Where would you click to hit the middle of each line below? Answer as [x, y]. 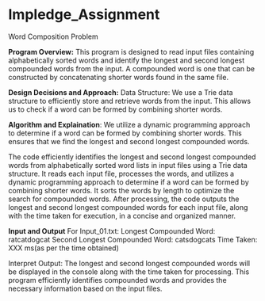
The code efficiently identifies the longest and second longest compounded [132, 157]
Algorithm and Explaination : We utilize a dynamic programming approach [129, 124]
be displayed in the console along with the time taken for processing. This [129, 272]
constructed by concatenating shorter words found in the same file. [119, 77]
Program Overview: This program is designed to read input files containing [131, 51]
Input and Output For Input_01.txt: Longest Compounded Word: [112, 231]
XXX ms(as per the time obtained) [63, 248]
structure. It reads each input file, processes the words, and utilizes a [121, 173]
